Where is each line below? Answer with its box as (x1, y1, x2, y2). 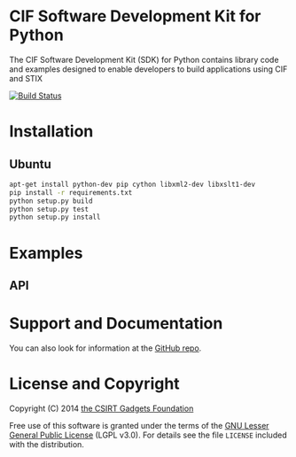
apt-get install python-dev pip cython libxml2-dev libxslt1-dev (9, 180, 255, 189)
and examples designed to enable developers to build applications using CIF (9, 64, 288, 74)
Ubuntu (9, 157, 51, 172)
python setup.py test (9, 205, 90, 213)
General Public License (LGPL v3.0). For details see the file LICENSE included (9, 430, 287, 440)
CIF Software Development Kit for (9, 6, 261, 27)
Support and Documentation (9, 314, 223, 334)
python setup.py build (9, 197, 93, 205)
